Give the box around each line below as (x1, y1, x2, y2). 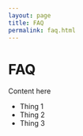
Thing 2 (19, 110, 45, 119)
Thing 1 (19, 102, 43, 111)
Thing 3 (19, 119, 45, 128)
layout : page (8, 11, 51, 20)
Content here (8, 86, 51, 96)
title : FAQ (8, 19, 44, 27)
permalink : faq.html (8, 26, 77, 34)
